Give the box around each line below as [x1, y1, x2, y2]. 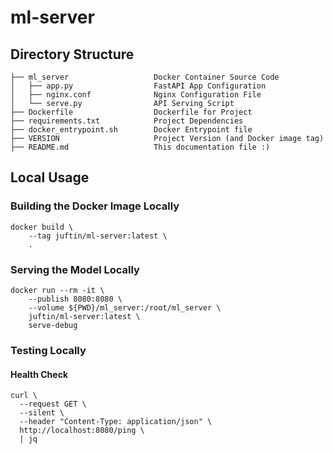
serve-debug [28, 320, 78, 330]
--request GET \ [19, 399, 87, 410]
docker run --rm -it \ [10, 285, 105, 295]
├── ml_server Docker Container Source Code [10, 72, 280, 82]
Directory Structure [10, 46, 135, 63]
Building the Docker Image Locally [10, 199, 180, 213]
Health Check [10, 368, 69, 380]
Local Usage [10, 169, 90, 186]
